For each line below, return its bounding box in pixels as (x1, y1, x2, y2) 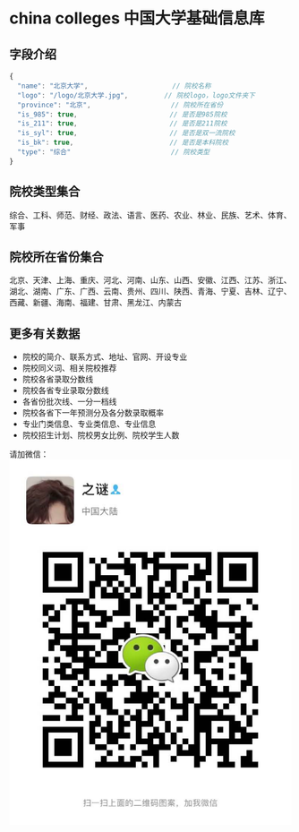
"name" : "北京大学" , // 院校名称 (17, 81, 212, 90)
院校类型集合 (9, 184, 81, 200)
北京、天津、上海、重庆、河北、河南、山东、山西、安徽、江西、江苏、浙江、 (9, 275, 292, 286)
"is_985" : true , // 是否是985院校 (17, 109, 227, 119)
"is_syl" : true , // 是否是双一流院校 (17, 129, 235, 138)
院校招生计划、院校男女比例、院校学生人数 (21, 430, 180, 441)
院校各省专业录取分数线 (21, 385, 109, 396)
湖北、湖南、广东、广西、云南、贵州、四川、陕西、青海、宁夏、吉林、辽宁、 (9, 286, 292, 296)
